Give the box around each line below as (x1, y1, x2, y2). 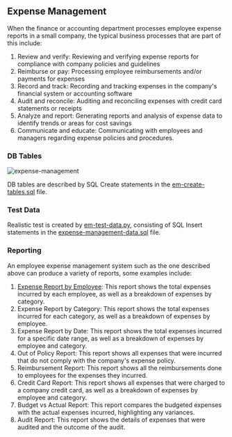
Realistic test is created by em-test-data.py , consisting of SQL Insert (7, 221, 203, 229)
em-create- (172, 180, 205, 189)
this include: (7, 38, 42, 47)
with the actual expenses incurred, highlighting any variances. (17, 408, 195, 416)
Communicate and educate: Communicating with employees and (17, 126, 203, 134)
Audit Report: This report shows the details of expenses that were (17, 415, 206, 424)
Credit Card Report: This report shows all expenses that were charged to (17, 379, 226, 387)
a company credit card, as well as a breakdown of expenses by (17, 386, 198, 394)
